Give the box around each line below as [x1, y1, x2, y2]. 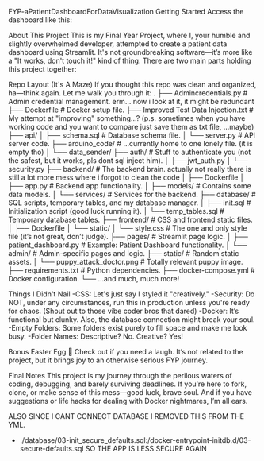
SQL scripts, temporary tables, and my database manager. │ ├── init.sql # [8, 198, 251, 207]
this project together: [8, 64, 77, 74]
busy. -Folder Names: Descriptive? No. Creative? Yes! [8, 331, 184, 341]
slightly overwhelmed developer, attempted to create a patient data [8, 39, 228, 48]
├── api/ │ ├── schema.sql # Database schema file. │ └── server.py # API [8, 130, 256, 140]
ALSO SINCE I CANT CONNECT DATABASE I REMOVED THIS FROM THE [8, 412, 244, 420]
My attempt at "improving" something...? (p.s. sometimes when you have [8, 114, 246, 122]
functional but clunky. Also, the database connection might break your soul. [8, 315, 255, 324]
